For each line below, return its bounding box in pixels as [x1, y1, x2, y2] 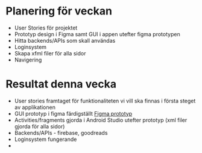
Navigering [14, 56, 42, 63]
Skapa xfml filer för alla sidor [14, 49, 86, 57]
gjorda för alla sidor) [14, 122, 65, 130]
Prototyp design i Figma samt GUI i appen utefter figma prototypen [14, 30, 180, 37]
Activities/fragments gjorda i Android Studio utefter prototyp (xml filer [14, 116, 188, 123]
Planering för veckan [5, 4, 113, 18]
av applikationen [14, 104, 55, 111]
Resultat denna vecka [5, 77, 117, 91]
